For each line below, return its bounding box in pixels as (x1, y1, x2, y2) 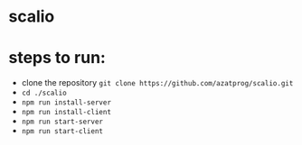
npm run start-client (21, 127, 103, 136)
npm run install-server (21, 98, 112, 107)
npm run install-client (21, 108, 112, 117)
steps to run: (8, 48, 106, 68)
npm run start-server (21, 117, 103, 127)
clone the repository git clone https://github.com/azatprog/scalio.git (21, 77, 294, 88)
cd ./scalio (21, 88, 67, 98)
